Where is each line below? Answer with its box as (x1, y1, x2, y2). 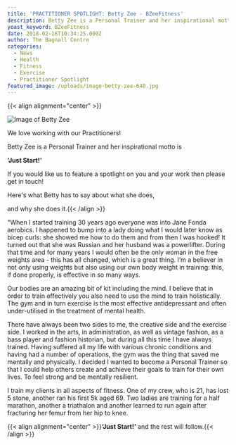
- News (13, 50, 33, 57)
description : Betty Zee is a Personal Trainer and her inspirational (7, 17, 216, 24)
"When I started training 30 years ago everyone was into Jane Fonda (7, 218, 206, 227)
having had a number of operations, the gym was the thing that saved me (7, 350, 220, 359)
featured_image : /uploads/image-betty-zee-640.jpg (7, 82, 159, 89)
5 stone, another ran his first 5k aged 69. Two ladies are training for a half (7, 394, 220, 402)
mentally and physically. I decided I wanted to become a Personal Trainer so (7, 358, 228, 366)
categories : (7, 43, 42, 50)
